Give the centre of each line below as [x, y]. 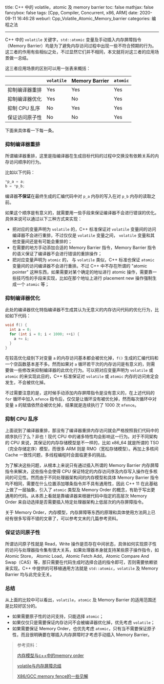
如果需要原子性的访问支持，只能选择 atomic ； [58, 616]
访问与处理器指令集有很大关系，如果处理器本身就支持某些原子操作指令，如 [84, 550]
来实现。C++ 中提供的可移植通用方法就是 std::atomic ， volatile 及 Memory [82, 569]
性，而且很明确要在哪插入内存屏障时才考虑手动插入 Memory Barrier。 [82, 635]
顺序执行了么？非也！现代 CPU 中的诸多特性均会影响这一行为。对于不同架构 [81, 436]
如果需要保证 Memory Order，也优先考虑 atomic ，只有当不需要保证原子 [84, 629]
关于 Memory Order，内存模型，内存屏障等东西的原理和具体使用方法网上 [78, 512]
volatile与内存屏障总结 [39, 666]
